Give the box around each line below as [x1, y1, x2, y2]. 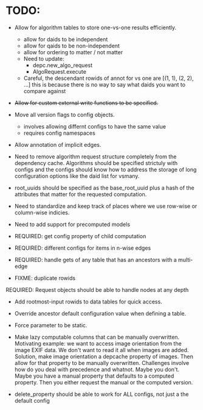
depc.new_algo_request [32, 62, 93, 69]
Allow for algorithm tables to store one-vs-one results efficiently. [14, 24, 177, 31]
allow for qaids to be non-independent [23, 42, 120, 49]
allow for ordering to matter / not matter [23, 48, 123, 55]
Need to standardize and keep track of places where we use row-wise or [14, 202, 198, 210]
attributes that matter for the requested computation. [14, 190, 147, 198]
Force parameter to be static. [14, 321, 88, 329]
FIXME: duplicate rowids [14, 274, 76, 281]
